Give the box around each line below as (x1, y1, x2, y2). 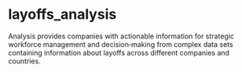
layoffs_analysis (8, 5, 117, 23)
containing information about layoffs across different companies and (8, 48, 230, 57)
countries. (8, 56, 41, 66)
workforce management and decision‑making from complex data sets (8, 39, 233, 49)
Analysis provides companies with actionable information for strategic (8, 31, 234, 41)
